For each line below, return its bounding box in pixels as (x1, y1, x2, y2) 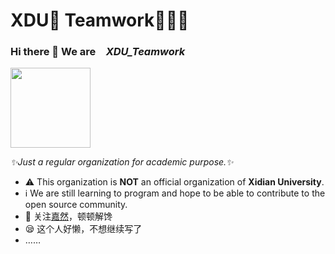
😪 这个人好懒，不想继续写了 (24, 223, 143, 235)
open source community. (24, 199, 128, 211)
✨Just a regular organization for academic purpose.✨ (10, 156, 234, 168)
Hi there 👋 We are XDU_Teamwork (10, 45, 186, 59)
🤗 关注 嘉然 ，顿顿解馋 (24, 210, 113, 223)
